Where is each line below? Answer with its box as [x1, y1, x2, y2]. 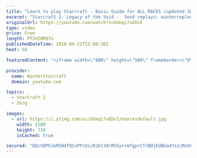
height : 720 [16, 127, 46, 133]
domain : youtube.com [11, 78, 62, 85]
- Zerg [11, 100, 28, 106]
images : [6, 111, 25, 116]
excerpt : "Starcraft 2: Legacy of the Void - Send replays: [6, 14, 159, 20]
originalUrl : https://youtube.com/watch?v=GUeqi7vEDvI [6, 19, 143, 25]
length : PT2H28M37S [6, 36, 54, 42]
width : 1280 [16, 121, 46, 128]
